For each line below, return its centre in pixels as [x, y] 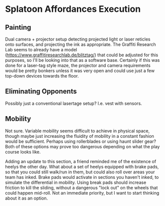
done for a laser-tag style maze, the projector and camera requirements [78, 65]
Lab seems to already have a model [41, 50]
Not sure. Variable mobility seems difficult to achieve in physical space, [78, 131]
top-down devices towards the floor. [42, 76]
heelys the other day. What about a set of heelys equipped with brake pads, [82, 166]
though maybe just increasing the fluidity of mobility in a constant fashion [80, 136]
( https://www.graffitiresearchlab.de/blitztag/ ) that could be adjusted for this [82, 55]
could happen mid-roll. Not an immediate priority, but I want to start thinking [82, 193]
